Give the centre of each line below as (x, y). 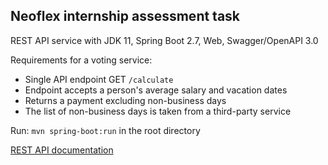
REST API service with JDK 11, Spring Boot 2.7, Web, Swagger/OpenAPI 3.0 (164, 40)
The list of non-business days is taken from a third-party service (158, 111)
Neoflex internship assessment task (125, 16)
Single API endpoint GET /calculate (99, 79)
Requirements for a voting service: (81, 60)
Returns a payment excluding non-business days (125, 100)
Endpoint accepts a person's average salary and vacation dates (156, 90)
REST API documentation (62, 150)
